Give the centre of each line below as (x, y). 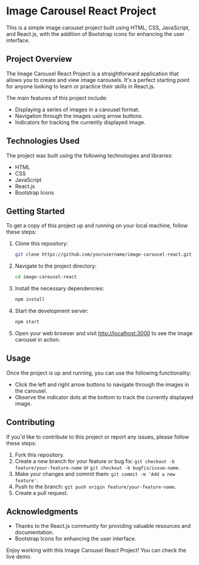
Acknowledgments (42, 511)
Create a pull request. (42, 493)
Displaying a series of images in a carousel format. (77, 110)
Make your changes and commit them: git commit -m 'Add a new (95, 473)
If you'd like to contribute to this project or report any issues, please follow (98, 437)
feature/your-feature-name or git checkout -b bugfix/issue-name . (97, 467)
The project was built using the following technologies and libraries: (90, 155)
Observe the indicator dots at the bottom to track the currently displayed (104, 397)
